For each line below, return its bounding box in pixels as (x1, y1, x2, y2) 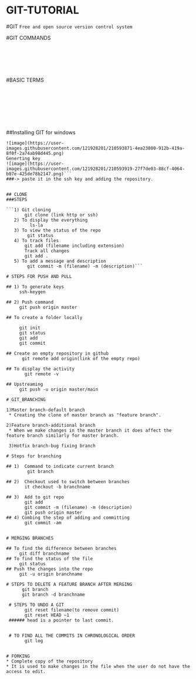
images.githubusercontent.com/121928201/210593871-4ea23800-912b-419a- (6, 145, 185, 151)
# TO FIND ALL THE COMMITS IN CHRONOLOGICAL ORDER (8, 633, 135, 639)
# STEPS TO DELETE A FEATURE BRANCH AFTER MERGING (6, 581, 133, 587)
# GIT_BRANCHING (6, 396, 46, 402)
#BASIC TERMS (6, 76, 44, 83)
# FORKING (6, 653, 31, 659)
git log (24, 637, 43, 644)
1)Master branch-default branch (6, 407, 85, 413)
